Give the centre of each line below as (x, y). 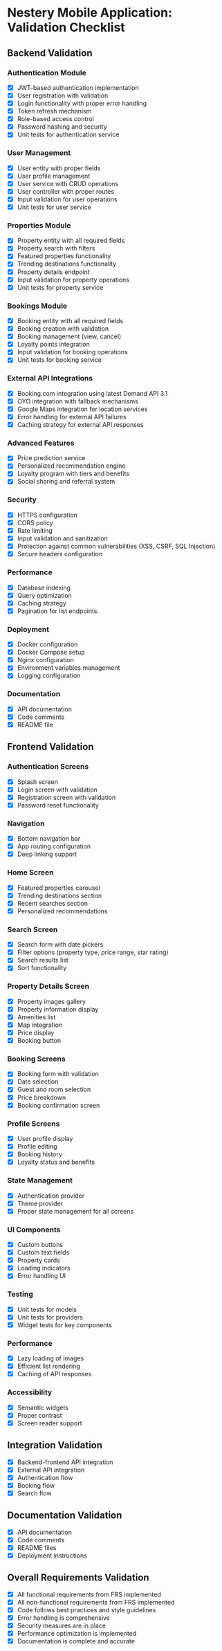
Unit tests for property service (60, 287)
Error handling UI (41, 1276)
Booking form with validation (58, 1074)
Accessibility (30, 1392)
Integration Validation (55, 1445)
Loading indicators (44, 1268)
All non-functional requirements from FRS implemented (96, 1602)
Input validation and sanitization (63, 538)
